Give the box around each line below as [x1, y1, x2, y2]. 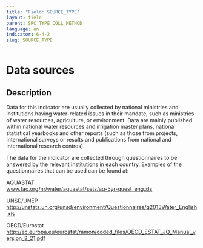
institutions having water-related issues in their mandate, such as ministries [6, 110, 195, 117]
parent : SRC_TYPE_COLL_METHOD [6, 20, 83, 26]
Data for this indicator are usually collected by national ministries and [6, 104, 179, 111]
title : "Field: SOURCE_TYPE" [6, 9, 80, 15]
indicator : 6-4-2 [6, 32, 50, 38]
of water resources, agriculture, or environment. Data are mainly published [6, 117, 193, 123]
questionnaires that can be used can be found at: [6, 167, 129, 174]
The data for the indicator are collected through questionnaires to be [6, 154, 178, 161]
